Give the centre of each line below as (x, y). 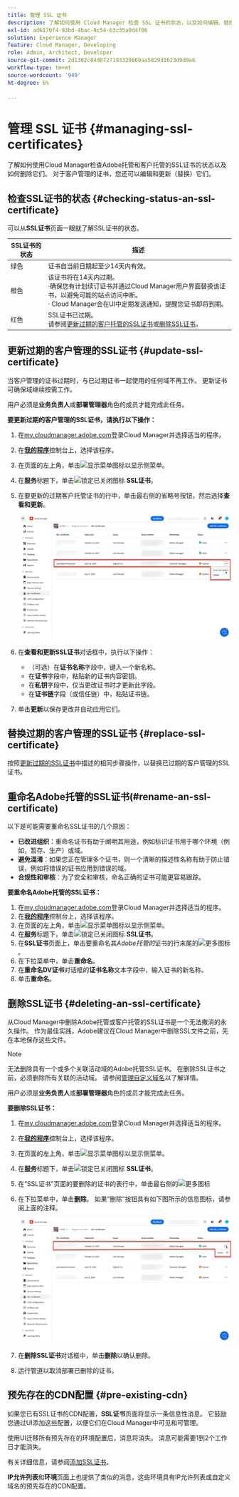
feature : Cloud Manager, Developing (62, 45)
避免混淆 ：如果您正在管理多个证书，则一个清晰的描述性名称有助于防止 (121, 859)
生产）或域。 (68, 850)
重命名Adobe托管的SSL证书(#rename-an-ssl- (109, 796)
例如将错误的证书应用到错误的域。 (80, 868)
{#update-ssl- (171, 351)
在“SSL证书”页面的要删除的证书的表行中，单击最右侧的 (98, 1184)
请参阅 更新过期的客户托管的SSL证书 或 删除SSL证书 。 (125, 324)
